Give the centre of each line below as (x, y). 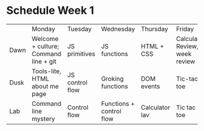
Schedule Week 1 (50, 11)
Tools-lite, (47, 71)
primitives (81, 54)
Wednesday (118, 29)
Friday (185, 29)
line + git (44, 61)
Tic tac (186, 107)
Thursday (155, 29)
